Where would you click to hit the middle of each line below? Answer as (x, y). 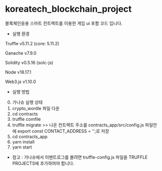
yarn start (22, 147)
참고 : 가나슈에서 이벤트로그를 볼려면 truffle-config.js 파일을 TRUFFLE (80, 157)
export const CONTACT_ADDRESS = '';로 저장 (63, 131)
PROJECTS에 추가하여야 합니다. (43, 163)
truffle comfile (27, 119)
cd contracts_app (30, 137)
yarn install (23, 142)
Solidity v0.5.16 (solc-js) (29, 62)
